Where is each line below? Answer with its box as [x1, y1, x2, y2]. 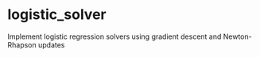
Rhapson [7, 40, 37, 49]
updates [37, 40, 65, 49]
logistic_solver [7, 6, 107, 24]
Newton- [223, 32, 252, 41]
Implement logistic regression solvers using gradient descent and [7, 32, 222, 41]
